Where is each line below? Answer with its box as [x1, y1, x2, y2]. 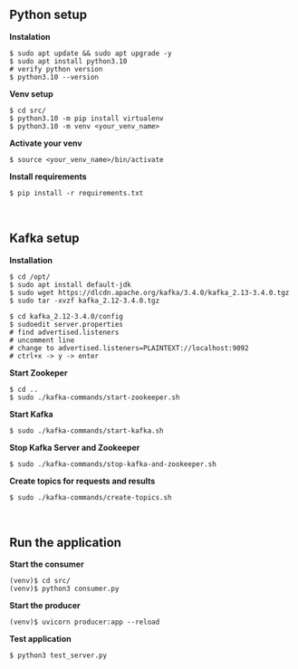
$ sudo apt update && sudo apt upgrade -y [9, 49, 172, 58]
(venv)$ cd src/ [9, 577, 71, 586]
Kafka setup [9, 231, 80, 246]
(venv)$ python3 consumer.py [9, 584, 120, 594]
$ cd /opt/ [9, 272, 51, 282]
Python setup [9, 7, 88, 23]
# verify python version [9, 64, 103, 73]
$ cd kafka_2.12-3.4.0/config [9, 311, 124, 320]
